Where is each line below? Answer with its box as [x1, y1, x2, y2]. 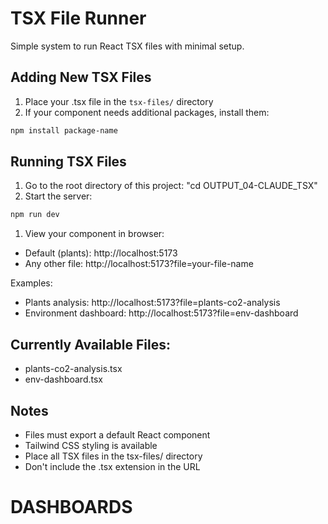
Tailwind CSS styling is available [24, 439, 158, 451]
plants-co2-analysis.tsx [24, 363, 123, 375]
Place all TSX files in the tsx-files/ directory [24, 450, 203, 462]
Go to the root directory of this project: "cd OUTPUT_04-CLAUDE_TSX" [24, 180, 318, 192]
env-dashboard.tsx [24, 373, 103, 386]
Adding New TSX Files [10, 69, 152, 86]
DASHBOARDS [10, 496, 133, 519]
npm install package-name [10, 125, 118, 136]
